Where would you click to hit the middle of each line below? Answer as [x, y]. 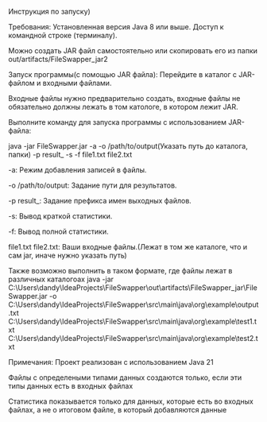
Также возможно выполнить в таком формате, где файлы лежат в [120, 271]
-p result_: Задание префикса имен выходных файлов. [100, 201]
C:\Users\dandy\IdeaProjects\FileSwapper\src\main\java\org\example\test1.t [132, 321]
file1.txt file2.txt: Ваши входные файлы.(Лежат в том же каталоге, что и [128, 247]
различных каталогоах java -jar [61, 279]
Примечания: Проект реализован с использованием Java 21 [111, 362]
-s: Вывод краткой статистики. [60, 216]
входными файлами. [77, 83]
